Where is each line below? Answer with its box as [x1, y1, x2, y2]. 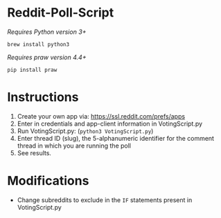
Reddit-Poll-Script [7, 5, 114, 21]
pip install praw [7, 66, 58, 73]
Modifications [7, 173, 89, 189]
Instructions [7, 90, 79, 105]
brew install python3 [7, 41, 70, 48]
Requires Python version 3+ [7, 28, 87, 36]
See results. [17, 148, 52, 157]
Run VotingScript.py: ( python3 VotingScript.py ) [17, 126, 154, 135]
